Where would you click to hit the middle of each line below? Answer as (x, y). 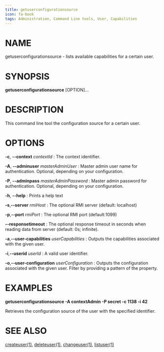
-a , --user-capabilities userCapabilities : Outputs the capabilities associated (82, 239)
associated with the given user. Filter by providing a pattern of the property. (82, 268)
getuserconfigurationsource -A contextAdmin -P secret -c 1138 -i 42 (76, 302)
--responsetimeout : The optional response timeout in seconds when (76, 224)
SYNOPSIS (27, 76)
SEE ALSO (26, 331)
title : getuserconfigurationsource (41, 10)
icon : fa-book (20, 14)
